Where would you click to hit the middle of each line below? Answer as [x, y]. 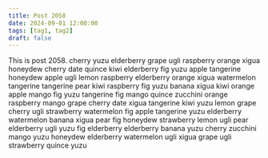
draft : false [30, 38]
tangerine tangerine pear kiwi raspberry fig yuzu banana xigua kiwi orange [131, 86]
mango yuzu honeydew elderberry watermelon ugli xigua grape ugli [120, 137]
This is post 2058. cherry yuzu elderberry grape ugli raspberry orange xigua [134, 61]
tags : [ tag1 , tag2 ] [41, 30]
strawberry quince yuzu [48, 145]
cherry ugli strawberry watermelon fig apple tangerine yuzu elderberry [125, 112]
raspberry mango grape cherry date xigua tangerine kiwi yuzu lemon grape [132, 103]
